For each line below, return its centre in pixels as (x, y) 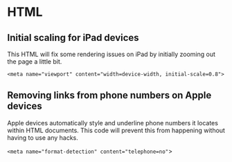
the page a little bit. (35, 62)
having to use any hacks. (43, 137)
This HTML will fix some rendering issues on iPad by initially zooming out (111, 54)
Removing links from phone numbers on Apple (109, 95)
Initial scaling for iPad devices (73, 38)
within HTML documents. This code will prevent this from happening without (116, 130)
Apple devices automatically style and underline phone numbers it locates (113, 123)
